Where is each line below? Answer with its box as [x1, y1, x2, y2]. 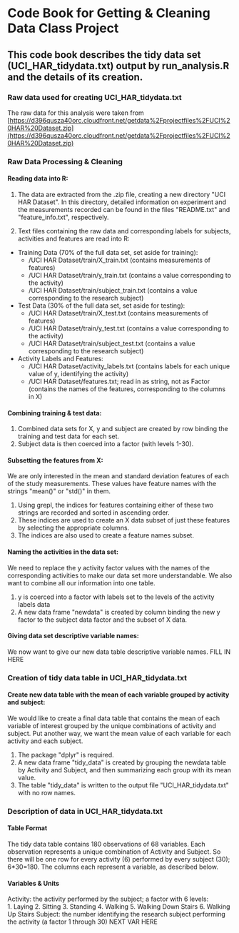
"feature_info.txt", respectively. [17, 213, 109, 221]
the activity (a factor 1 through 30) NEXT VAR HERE [7, 917, 158, 926]
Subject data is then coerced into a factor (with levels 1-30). [17, 440, 194, 448]
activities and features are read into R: [17, 234, 130, 243]
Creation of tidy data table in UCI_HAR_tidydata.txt [7, 672, 188, 682]
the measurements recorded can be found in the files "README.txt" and [17, 206, 230, 213]
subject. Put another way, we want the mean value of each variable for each [7, 729, 231, 737]
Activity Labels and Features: [17, 355, 103, 363]
